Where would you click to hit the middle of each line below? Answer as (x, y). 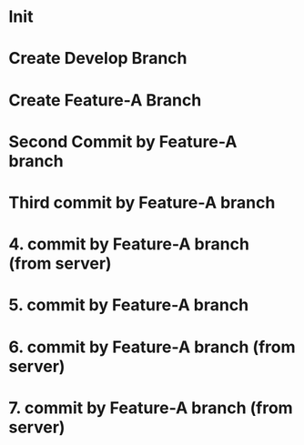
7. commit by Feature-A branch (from (151, 408)
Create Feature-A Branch (105, 100)
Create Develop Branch (98, 59)
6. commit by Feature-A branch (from (152, 347)
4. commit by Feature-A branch (129, 244)
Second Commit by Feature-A (123, 142)
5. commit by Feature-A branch (129, 305)
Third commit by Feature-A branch (142, 202)
